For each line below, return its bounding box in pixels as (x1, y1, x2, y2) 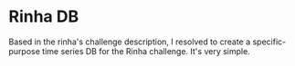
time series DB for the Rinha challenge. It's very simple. (41, 45, 250, 56)
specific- (252, 36, 287, 47)
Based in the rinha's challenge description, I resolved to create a (8, 36, 251, 47)
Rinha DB (8, 6, 79, 27)
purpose (8, 45, 40, 56)
